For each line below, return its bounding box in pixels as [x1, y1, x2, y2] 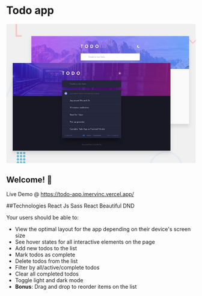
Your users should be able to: [6, 214, 79, 221]
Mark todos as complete [14, 251, 76, 259]
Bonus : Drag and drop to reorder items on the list [14, 283, 137, 291]
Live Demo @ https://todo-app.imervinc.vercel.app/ [6, 191, 134, 198]
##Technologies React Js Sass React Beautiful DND [6, 202, 135, 209]
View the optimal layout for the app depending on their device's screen [14, 226, 191, 233]
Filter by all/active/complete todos [14, 264, 100, 271]
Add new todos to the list [14, 245, 77, 252]
